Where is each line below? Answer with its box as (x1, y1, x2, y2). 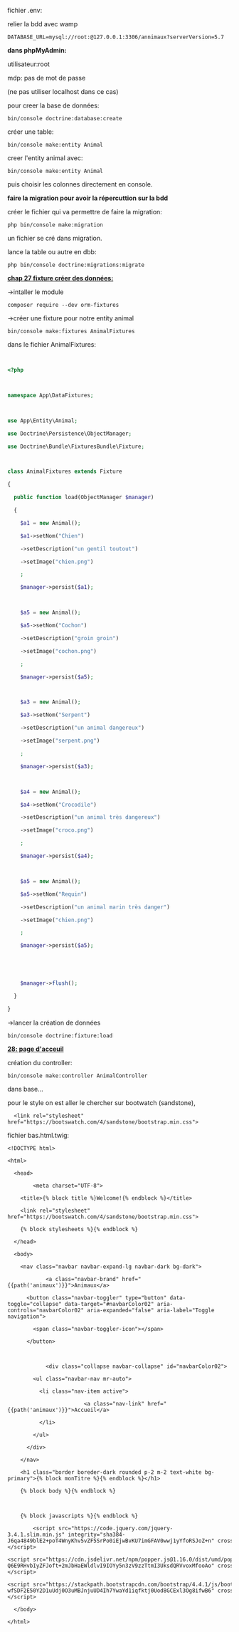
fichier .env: (7, 6, 43, 14)
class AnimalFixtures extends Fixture (7, 468, 122, 476)
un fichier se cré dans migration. (7, 234, 102, 242)
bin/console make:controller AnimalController (7, 1072, 148, 1079)
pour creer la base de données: (7, 101, 100, 110)
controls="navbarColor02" (7, 1307, 84, 1314)
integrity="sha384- (68, 1531, 126, 1538)
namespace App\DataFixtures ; (7, 392, 94, 399)
